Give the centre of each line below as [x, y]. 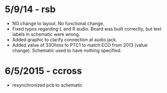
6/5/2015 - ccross [43, 71]
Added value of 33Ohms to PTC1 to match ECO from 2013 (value [80, 45]
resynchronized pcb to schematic [47, 85]
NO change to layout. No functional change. [58, 23]
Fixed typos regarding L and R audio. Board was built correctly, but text [87, 28]
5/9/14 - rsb [30, 9]
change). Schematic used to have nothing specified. [67, 50]
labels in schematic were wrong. [46, 34]
